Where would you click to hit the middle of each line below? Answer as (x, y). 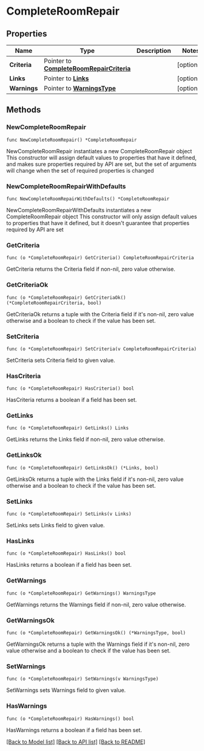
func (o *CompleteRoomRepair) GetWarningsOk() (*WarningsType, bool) (96, 633)
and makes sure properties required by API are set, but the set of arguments (101, 164)
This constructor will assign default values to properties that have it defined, (102, 157)
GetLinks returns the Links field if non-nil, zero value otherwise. (86, 440)
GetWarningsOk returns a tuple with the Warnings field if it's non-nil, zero (98, 644)
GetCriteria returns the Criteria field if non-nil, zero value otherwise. (91, 269)
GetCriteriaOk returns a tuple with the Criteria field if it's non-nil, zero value (100, 314)
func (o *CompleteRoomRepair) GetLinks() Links (68, 428)
